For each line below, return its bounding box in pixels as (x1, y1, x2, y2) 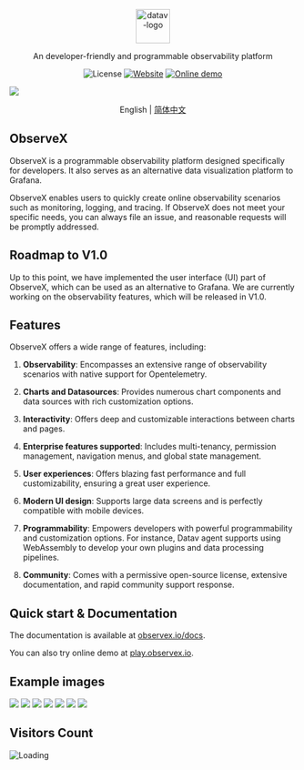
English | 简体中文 (119, 105, 187, 115)
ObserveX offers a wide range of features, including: (9, 341, 207, 352)
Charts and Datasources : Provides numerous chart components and (22, 387, 281, 398)
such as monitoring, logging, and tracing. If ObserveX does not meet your (9, 201, 285, 213)
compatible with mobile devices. (22, 505, 145, 516)
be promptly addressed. (9, 221, 100, 232)
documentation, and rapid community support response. (22, 579, 235, 591)
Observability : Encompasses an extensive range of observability (22, 360, 268, 370)
